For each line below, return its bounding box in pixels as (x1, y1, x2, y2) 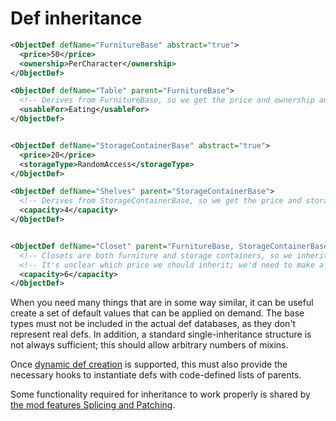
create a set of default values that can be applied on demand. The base (10, 307, 305, 319)
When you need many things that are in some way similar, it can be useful (10, 297, 314, 309)
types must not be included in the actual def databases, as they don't (10, 318, 297, 330)
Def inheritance (10, 7, 143, 30)
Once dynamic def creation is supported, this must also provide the (10, 358, 288, 371)
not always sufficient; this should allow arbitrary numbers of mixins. (10, 339, 289, 351)
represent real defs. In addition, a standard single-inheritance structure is (10, 328, 312, 341)
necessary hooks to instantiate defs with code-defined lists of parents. (10, 369, 302, 381)
